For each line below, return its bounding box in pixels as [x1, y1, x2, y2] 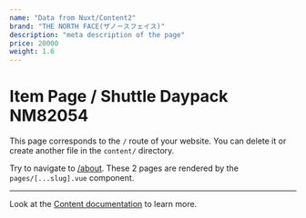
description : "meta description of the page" [9, 30, 185, 39]
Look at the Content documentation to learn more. [9, 199, 198, 210]
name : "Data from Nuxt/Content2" [9, 13, 137, 23]
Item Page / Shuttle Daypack [9, 86, 229, 107]
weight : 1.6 [9, 47, 55, 56]
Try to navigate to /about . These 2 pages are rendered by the [9, 163, 240, 173]
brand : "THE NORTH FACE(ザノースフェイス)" [9, 22, 166, 31]
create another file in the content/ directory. [9, 145, 175, 156]
